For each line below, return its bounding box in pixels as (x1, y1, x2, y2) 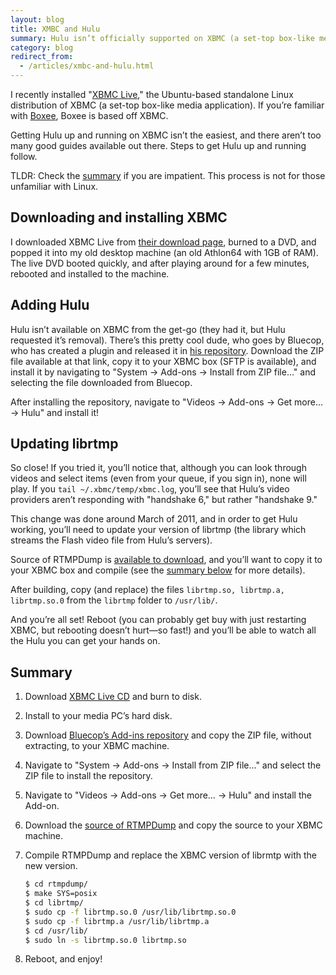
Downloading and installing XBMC (10, 209, 228, 226)
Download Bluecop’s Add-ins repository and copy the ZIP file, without (24, 729, 312, 741)
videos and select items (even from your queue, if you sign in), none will (10, 472, 307, 485)
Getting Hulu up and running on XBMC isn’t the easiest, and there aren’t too (10, 129, 322, 141)
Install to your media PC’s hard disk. (24, 710, 173, 722)
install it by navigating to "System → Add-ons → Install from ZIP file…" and (10, 366, 317, 378)
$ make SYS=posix (24, 889, 98, 899)
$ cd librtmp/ (24, 898, 84, 908)
